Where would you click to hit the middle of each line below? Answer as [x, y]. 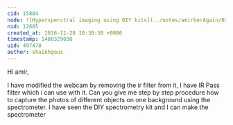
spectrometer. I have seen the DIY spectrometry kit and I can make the [108, 107]
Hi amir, [18, 71]
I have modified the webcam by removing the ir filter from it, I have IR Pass [113, 85]
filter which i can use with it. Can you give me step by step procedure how [113, 92]
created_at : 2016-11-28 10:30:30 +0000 [65, 33]
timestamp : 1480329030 [40, 39]
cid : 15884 [23, 13]
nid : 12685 [23, 26]
